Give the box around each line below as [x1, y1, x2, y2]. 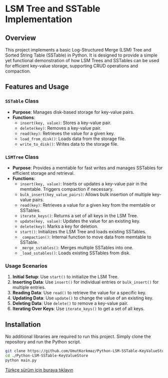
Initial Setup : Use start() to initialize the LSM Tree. [12, 274, 119, 280]
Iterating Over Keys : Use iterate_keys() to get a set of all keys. [12, 306, 145, 312]
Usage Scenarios [5, 262, 47, 269]
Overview [5, 34, 36, 42]
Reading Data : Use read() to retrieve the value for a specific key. [12, 290, 146, 296]
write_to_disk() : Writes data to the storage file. [19, 141, 118, 147]
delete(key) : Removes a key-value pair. [19, 125, 101, 131]
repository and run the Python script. [5, 339, 81, 345]
